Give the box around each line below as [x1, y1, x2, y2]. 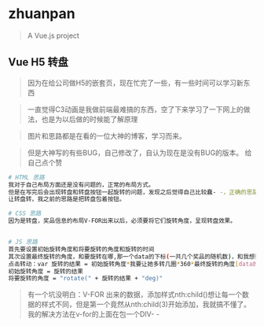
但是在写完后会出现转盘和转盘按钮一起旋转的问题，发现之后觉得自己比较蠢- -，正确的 [8, 188, 247, 196]
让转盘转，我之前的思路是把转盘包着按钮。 [8, 195, 126, 203]
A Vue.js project [27, 31, 80, 40]
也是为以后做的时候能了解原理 [41, 114, 138, 124]
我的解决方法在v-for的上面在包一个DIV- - [27, 309, 159, 319]
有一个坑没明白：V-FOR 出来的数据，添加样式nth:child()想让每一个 [27, 290, 243, 299]
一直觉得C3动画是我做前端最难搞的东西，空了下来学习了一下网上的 [27, 104, 244, 114]
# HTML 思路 [8, 173, 45, 181]
